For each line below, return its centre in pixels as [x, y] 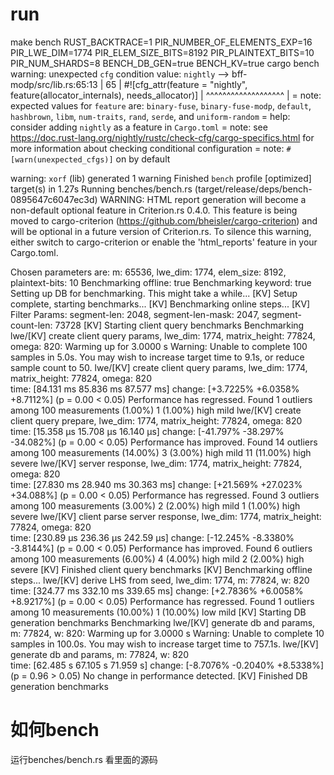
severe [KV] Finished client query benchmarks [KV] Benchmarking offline [161, 569]
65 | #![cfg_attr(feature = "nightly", [176, 84]
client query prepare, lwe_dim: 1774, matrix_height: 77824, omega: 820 [156, 420]
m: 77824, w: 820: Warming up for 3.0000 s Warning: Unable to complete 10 [167, 633]
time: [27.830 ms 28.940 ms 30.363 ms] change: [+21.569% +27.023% [156, 484]
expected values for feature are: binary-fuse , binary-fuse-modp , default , [161, 105]
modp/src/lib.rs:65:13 [54, 84]
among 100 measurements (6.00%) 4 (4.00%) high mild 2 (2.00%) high [157, 559]
